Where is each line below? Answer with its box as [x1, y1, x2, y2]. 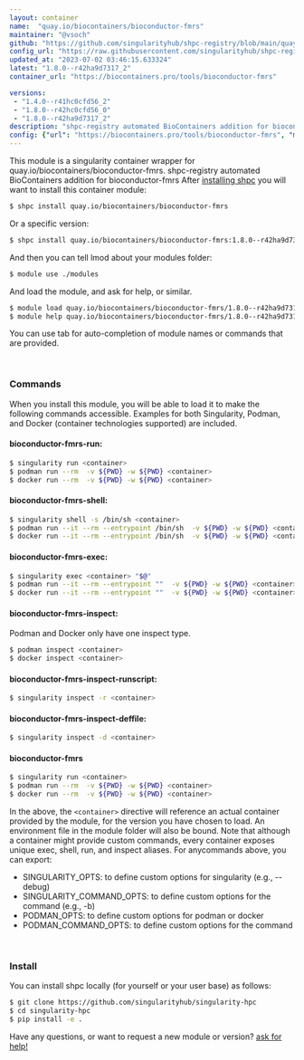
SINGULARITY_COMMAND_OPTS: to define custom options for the [22, 891, 271, 902]
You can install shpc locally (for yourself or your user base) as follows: [9, 980, 271, 991]
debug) [22, 882, 51, 893]
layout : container [9, 13, 79, 23]
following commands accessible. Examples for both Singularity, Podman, [9, 408, 280, 419]
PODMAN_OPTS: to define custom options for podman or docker [22, 911, 264, 922]
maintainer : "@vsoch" [9, 30, 91, 39]
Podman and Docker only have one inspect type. [9, 628, 192, 639]
